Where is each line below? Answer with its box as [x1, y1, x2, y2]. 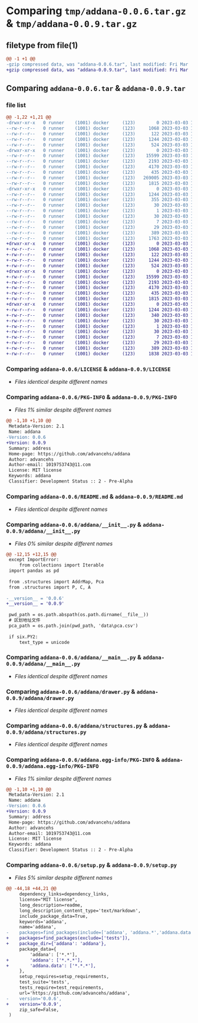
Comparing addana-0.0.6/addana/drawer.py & [6, 687, 136, 695]
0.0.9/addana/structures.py [6, 729, 87, 736]
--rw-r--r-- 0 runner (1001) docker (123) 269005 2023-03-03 [6, 174, 189, 181]
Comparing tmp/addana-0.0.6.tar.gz [6, 4, 187, 18]
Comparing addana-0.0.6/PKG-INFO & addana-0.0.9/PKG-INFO [6, 393, 177, 402]
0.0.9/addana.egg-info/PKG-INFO [6, 763, 99, 770]
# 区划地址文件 [8, 617, 41, 623]
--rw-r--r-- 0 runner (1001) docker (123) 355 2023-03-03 [6, 197, 189, 203]
